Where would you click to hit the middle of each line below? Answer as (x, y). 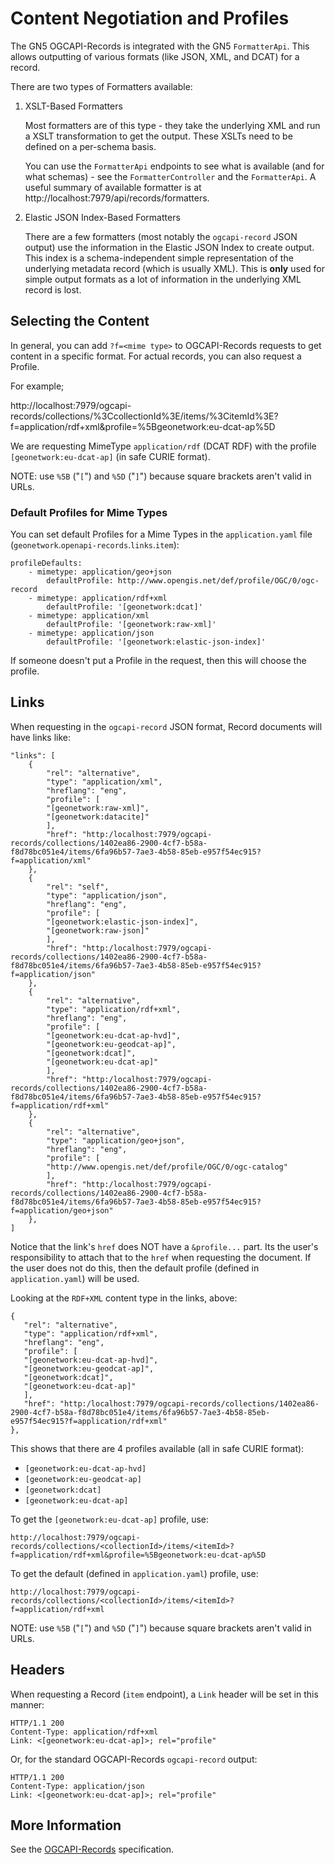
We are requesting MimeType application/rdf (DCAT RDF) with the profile (163, 446)
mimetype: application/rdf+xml (102, 598)
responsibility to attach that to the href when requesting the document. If (161, 1257)
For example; (37, 386)
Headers (37, 1670)
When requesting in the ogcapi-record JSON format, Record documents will (166, 726)
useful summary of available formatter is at (113, 187)
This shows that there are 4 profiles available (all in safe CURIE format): (157, 1448)
